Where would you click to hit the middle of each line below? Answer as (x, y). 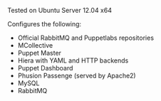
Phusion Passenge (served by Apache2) (77, 75)
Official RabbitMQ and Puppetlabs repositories (86, 38)
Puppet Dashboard (45, 68)
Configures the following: (45, 24)
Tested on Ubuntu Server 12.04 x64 (60, 10)
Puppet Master (40, 53)
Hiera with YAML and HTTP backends (73, 60)
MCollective (35, 45)
